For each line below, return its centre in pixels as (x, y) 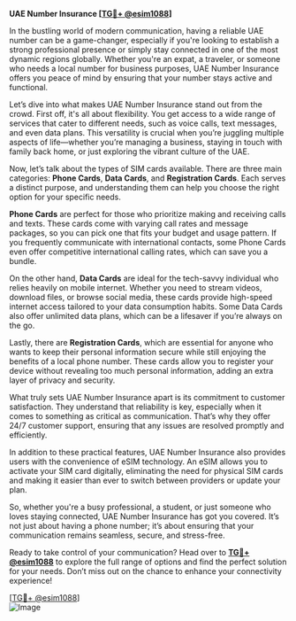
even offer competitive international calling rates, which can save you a (139, 252)
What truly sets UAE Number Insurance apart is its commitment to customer (147, 397)
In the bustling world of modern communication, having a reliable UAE (137, 31)
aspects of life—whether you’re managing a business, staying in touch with (146, 142)
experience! (31, 581)
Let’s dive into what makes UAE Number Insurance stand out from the (136, 105)
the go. (22, 325)
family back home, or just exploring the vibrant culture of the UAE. (129, 151)
